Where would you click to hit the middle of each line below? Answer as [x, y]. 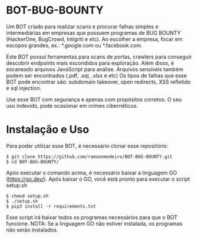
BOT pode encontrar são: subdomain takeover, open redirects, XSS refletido [98, 82]
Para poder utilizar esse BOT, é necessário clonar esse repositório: [87, 146]
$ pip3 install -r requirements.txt [51, 206]
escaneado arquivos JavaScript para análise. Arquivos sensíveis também [95, 69]
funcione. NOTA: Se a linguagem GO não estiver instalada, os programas [94, 223]
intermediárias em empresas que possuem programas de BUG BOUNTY [93, 32]
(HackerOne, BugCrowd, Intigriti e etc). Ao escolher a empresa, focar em [94, 39]
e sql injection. [24, 88]
